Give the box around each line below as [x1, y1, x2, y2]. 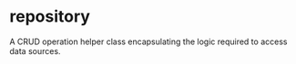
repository [9, 6, 91, 27]
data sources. [9, 45, 61, 56]
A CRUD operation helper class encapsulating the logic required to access [9, 36, 288, 47]
